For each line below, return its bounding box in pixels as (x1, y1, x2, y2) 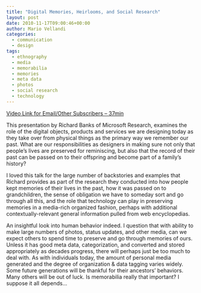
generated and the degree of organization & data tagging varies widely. (6, 260, 183, 268)
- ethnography (11, 54, 47, 60)
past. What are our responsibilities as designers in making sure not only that (6, 140, 195, 148)
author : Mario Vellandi (6, 25, 66, 32)
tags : (6, 48, 20, 54)
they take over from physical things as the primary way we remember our (6, 134, 189, 141)
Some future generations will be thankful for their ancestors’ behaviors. (6, 266, 183, 274)
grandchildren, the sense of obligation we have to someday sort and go (6, 191, 184, 198)
